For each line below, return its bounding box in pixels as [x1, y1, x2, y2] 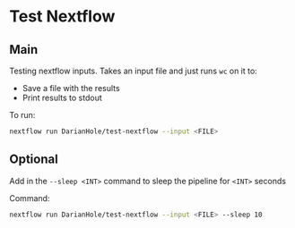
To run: [9, 110, 36, 120]
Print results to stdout [22, 92, 102, 103]
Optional [9, 152, 58, 167]
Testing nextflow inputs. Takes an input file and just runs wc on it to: [9, 65, 257, 76]
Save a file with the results [22, 83, 120, 93]
